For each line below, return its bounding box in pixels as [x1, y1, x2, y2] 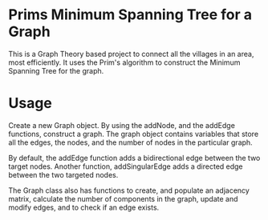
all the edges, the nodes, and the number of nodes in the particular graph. [8, 138, 253, 147]
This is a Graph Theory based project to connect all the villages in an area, [8, 49, 254, 58]
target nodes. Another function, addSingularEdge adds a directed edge [8, 162, 243, 171]
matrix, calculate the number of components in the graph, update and [8, 194, 238, 203]
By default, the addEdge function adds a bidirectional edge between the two [8, 153, 261, 162]
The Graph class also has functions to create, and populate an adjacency [8, 186, 250, 195]
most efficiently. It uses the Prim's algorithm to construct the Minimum [8, 58, 241, 67]
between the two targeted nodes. [8, 170, 119, 179]
